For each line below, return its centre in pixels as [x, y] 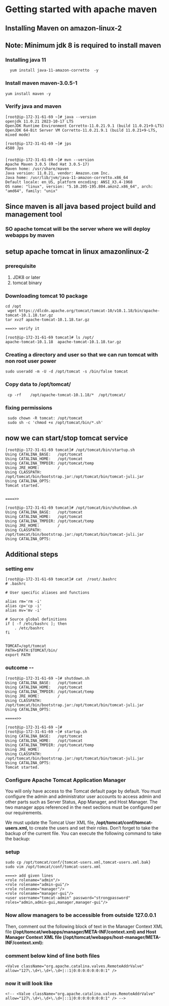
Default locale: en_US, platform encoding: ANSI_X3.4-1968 [69, 182]
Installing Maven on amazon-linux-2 [63, 28]
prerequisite [21, 266]
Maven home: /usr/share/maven [37, 169]
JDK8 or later [26, 277]
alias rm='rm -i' [24, 602]
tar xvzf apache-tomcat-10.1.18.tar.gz [47, 320]
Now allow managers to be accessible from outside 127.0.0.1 [81, 915]
